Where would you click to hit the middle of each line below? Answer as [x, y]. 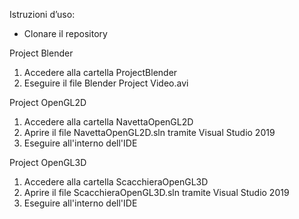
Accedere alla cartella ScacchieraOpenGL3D [116, 182]
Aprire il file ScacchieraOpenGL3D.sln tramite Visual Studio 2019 [156, 192]
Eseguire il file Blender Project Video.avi [106, 83]
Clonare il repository [65, 33]
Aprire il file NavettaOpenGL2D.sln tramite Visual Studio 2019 [149, 132]
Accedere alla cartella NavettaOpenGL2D [108, 122]
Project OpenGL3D [48, 162]
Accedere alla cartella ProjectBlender [100, 72]
